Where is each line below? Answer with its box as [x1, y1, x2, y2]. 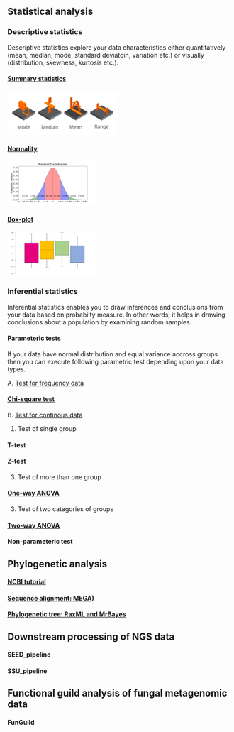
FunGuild [7, 718, 35, 726]
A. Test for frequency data [7, 378, 84, 387]
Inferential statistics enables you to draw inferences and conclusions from [7, 302, 223, 311]
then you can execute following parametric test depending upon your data [7, 357, 224, 366]
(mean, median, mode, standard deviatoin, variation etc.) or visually [7, 50, 204, 59]
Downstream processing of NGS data [7, 630, 175, 643]
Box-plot [7, 214, 34, 223]
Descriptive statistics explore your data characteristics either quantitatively [7, 43, 226, 52]
